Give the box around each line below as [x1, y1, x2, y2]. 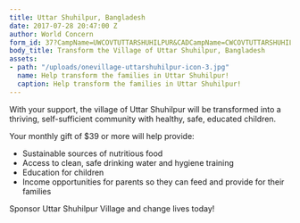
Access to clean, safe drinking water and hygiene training [21, 157, 235, 168]
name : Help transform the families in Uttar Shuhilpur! [17, 71, 229, 80]
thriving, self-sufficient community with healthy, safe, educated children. [9, 113, 277, 124]
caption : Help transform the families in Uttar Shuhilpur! [17, 79, 242, 88]
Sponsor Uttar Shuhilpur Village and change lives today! [9, 202, 215, 214]
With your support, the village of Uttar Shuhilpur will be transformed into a [9, 103, 281, 114]
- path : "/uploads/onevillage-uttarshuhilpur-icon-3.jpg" [9, 63, 229, 72]
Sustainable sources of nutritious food [21, 148, 163, 159]
